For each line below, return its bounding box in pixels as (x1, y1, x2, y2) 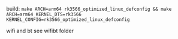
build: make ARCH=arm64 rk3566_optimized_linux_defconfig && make (6, 5, 172, 12)
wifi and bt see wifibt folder (6, 27, 74, 34)
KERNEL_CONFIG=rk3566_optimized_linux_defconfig (6, 17, 130, 23)
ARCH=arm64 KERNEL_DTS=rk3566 (6, 11, 82, 17)
